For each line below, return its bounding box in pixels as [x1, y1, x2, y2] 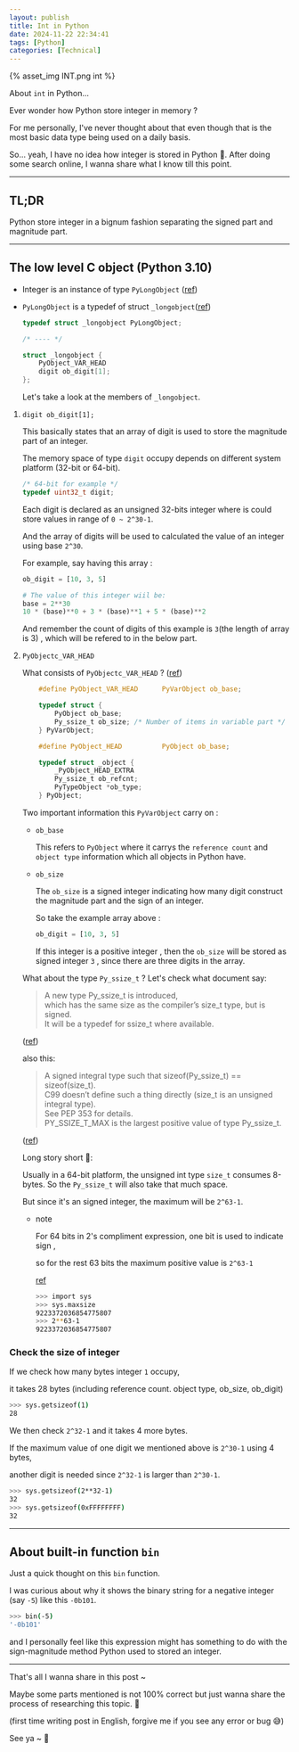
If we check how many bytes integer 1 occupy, [9, 1366, 180, 1378]
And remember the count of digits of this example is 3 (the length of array [21, 623, 290, 634]
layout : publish [9, 12, 69, 22]
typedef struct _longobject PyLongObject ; [21, 318, 182, 327]
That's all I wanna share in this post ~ [9, 1672, 147, 1682]
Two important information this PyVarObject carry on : [21, 807, 219, 818]
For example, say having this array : [21, 557, 153, 568]
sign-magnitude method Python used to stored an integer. [9, 1646, 222, 1657]
